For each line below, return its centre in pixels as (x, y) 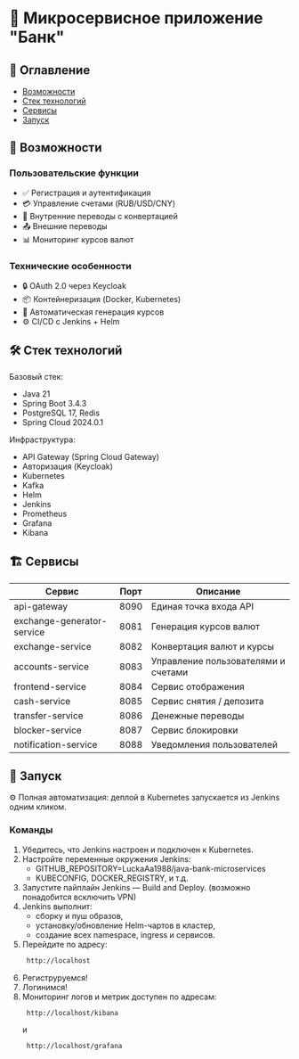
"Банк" (37, 37)
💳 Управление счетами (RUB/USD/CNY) (99, 203)
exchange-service (53, 646)
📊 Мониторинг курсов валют (78, 239)
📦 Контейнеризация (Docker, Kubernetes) (101, 299)
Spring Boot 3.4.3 (54, 403)
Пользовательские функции (74, 173)
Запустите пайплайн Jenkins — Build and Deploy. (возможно (136, 887)
